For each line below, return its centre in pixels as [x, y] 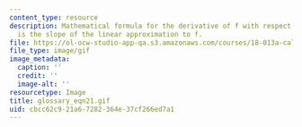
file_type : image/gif [50, 51]
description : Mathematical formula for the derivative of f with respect [151, 26]
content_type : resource [54, 17]
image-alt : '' [44, 84]
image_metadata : [40, 59]
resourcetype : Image [48, 92]
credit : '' [38, 76]
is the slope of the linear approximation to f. [110, 34]
